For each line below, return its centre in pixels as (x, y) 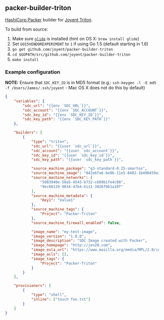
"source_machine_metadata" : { (62, 196)
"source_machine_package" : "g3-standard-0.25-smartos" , (89, 169)
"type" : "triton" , (50, 141)
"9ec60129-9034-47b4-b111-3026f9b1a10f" (82, 187)
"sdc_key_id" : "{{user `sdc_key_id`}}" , (73, 155)
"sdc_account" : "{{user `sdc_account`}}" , (75, 151)
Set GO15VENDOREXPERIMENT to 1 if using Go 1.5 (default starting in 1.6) (80, 44)
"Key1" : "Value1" (58, 200)
